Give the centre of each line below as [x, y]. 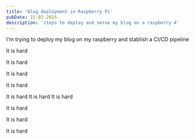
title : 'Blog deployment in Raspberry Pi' [59, 12]
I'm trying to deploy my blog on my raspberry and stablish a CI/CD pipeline [98, 40]
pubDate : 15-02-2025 [32, 17]
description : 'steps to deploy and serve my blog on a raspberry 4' [93, 22]
